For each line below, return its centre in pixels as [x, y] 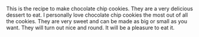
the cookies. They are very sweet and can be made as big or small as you [97, 21]
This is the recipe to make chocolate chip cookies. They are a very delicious [99, 9]
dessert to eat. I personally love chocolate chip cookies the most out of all [97, 15]
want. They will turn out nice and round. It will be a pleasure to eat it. [91, 27]
